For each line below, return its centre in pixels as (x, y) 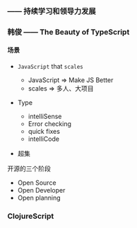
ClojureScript (31, 216)
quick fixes (44, 132)
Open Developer (41, 190)
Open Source (37, 183)
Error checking (50, 124)
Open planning (39, 198)
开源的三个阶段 (29, 169)
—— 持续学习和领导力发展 (52, 11)
